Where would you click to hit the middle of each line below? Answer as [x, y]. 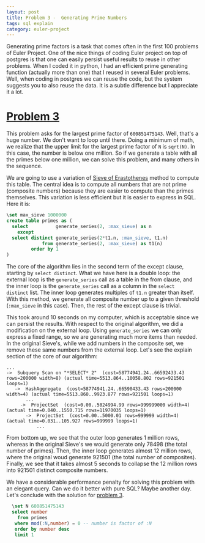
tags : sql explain [30, 23]
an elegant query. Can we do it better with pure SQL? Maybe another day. [99, 489]
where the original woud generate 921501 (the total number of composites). [102, 457]
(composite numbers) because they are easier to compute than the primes [100, 191]
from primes [32, 517]
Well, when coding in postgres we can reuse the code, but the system [94, 79]
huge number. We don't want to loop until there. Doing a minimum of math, [100, 140]
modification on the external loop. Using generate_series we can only [94, 330]
